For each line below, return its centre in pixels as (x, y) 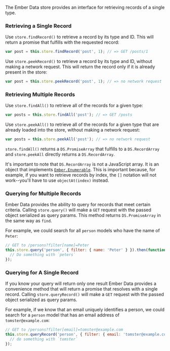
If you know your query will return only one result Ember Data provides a (81, 283)
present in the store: (26, 72)
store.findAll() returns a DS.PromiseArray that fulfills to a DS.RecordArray (82, 149)
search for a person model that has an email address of (62, 315)
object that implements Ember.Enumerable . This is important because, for (80, 170)
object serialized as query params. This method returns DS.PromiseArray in (83, 215)
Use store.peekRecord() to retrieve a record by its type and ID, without (79, 61)
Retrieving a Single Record (38, 26)
